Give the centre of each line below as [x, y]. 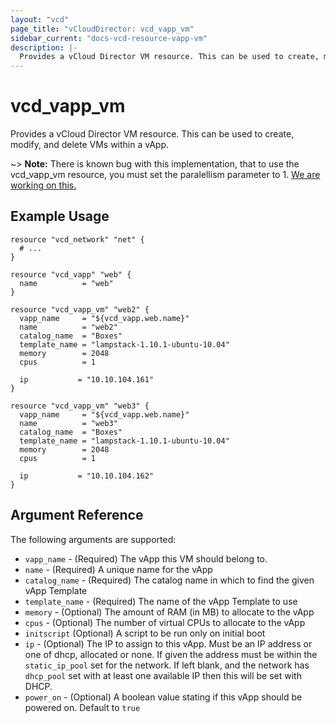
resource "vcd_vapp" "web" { [71, 274]
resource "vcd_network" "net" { [77, 239]
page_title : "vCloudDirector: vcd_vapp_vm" [102, 29]
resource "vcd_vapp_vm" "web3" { [80, 406]
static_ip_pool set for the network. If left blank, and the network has [167, 665]
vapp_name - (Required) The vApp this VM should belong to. [146, 558]
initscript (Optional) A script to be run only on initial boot [145, 633]
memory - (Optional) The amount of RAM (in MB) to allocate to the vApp [169, 612]
